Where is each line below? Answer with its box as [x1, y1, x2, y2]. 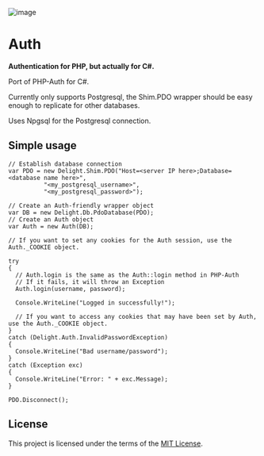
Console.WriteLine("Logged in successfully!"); [15, 298, 176, 307]
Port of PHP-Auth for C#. [8, 76, 90, 86]
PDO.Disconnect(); [8, 396, 69, 404]
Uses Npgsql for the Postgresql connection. [8, 116, 151, 125]
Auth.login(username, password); [15, 285, 126, 293]
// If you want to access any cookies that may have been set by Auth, [15, 312, 258, 320]
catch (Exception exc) [8, 361, 83, 369]
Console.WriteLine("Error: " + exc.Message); [15, 375, 169, 383]
